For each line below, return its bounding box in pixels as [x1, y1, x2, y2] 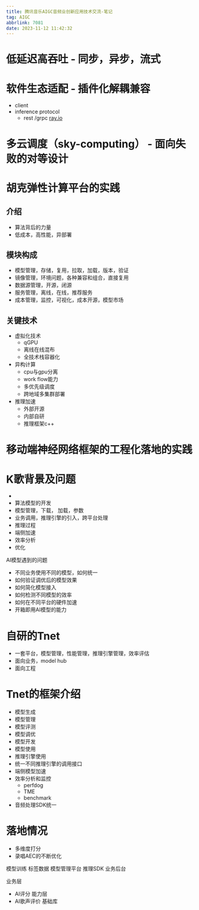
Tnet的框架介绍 [6, 688, 81, 701]
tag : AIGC [6, 14, 31, 20]
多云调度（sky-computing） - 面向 [6, 137, 176, 151]
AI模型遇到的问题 [6, 557, 48, 564]
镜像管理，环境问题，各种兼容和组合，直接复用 [14, 274, 129, 282]
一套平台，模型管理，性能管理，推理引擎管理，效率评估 [14, 650, 149, 657]
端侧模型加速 [14, 768, 46, 775]
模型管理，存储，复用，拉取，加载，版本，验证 [14, 267, 129, 274]
